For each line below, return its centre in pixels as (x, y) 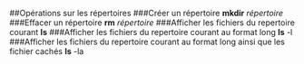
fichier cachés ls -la (47, 51)
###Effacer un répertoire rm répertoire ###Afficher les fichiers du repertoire (152, 23)
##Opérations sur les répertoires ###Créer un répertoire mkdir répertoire (147, 13)
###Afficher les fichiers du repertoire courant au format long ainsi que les (147, 41)
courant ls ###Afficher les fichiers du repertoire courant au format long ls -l (151, 32)
